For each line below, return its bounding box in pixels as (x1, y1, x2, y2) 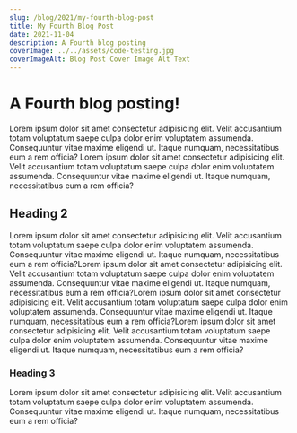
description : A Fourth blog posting (9, 38, 146, 48)
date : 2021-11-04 (9, 30, 74, 39)
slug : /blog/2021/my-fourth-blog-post (9, 13, 154, 22)
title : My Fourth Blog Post (9, 22, 115, 30)
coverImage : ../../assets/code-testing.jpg (9, 47, 175, 56)
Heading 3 (9, 367, 56, 379)
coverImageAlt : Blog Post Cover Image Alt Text (9, 55, 191, 64)
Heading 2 (9, 206, 69, 221)
